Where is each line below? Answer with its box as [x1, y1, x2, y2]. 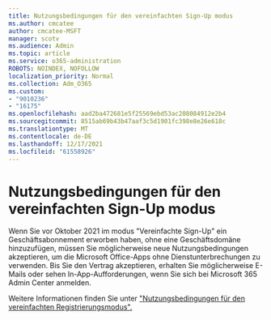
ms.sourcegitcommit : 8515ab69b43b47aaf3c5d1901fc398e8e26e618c [8, 117, 227, 126]
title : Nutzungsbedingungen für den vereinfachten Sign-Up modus [8, 11, 233, 20]
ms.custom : [8, 87, 45, 96]
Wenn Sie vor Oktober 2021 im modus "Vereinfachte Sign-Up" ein [8, 226, 227, 236]
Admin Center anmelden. [8, 278, 91, 288]
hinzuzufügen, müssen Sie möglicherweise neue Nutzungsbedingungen [8, 244, 249, 254]
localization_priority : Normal [8, 72, 114, 80]
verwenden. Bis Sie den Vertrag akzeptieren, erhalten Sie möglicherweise [8, 261, 254, 271]
